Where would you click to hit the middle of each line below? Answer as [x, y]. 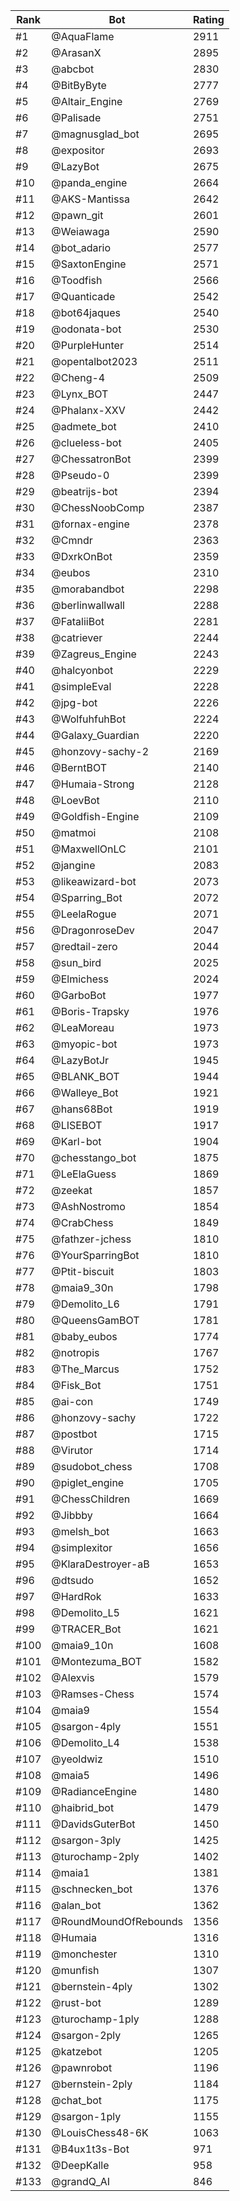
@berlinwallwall [88, 605]
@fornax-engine [90, 524]
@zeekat [72, 1190]
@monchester [84, 1954]
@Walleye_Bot [85, 1092]
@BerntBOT [79, 767]
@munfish [75, 1970]
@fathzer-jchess [91, 1239]
